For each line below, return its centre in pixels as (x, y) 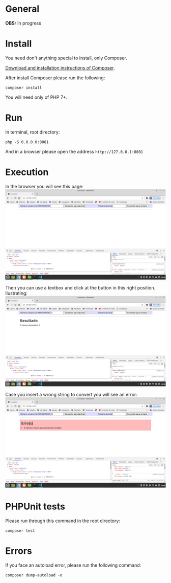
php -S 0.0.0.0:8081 (27, 142)
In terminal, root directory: (33, 132)
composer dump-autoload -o (34, 575)
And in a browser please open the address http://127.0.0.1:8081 (74, 151)
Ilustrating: (17, 293)
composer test (20, 531)
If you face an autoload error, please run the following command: (73, 565)
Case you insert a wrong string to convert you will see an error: (71, 394)
